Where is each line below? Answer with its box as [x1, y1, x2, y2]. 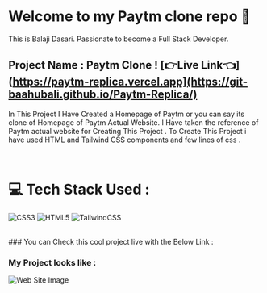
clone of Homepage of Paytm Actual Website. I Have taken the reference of [8, 117, 259, 128]
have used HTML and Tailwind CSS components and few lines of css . [8, 135, 241, 144]
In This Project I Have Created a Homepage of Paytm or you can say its [8, 109, 244, 119]
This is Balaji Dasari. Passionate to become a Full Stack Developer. [8, 34, 229, 44]
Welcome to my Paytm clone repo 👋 [8, 7, 251, 26]
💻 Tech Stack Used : [8, 180, 150, 199]
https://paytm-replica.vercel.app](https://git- [12, 75, 248, 89]
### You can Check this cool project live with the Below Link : [8, 236, 214, 246]
